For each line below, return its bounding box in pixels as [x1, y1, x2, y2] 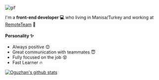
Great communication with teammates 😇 [12, 49, 96, 55]
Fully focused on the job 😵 [12, 54, 68, 60]
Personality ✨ [5, 32, 34, 39]
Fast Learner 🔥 [12, 59, 43, 66]
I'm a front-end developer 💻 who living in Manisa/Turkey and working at [5, 15, 154, 20]
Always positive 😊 [12, 44, 50, 50]
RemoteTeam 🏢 [5, 22, 36, 27]
